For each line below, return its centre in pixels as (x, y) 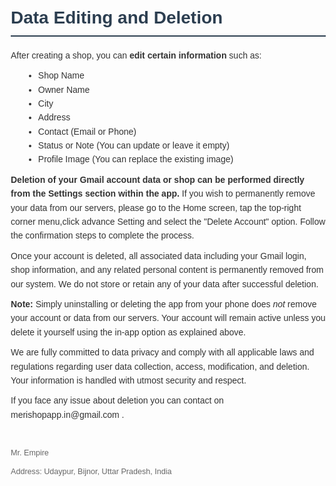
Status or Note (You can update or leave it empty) (133, 145)
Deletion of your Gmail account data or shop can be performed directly (157, 179)
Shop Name (61, 75)
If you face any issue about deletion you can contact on (117, 400)
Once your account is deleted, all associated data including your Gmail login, (158, 255)
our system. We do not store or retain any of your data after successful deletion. (164, 284)
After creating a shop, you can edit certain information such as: (136, 55)
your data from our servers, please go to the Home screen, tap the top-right (156, 207)
